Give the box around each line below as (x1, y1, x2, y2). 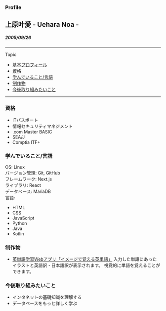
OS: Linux (5, 164, 25, 170)
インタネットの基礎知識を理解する (12, 294, 82, 300)
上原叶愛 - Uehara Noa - (5, 20, 79, 29)
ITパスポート (12, 117, 39, 123)
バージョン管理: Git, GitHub (5, 170, 60, 176)
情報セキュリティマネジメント (12, 123, 73, 129)
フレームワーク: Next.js (5, 176, 52, 182)
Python (12, 220, 27, 226)
